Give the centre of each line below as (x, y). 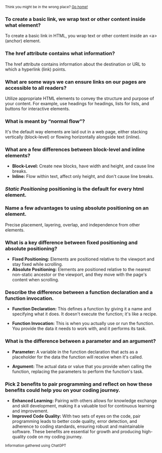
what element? (23, 25)
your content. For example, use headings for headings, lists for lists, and (77, 103)
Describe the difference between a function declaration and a (79, 292)
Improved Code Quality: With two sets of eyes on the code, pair (76, 416)
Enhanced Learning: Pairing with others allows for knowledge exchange (84, 401)
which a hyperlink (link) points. (36, 69)
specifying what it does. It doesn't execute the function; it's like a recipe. (85, 314)
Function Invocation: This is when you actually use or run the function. (83, 324)
